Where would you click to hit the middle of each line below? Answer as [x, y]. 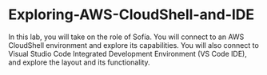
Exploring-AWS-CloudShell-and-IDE [132, 15]
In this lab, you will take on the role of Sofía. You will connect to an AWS [126, 37]
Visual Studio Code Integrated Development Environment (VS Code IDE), [128, 53]
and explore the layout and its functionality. [79, 62]
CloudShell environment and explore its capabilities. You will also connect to [134, 45]
